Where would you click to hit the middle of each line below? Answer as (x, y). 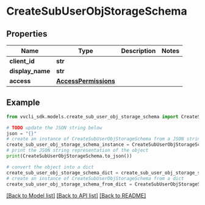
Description (138, 51)
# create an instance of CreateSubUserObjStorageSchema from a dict (95, 178)
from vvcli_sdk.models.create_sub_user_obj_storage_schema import (92, 117)
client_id (22, 61)
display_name (30, 71)
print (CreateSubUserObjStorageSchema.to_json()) (69, 156)
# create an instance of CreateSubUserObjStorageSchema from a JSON (95, 139)
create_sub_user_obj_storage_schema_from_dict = (69, 184)
